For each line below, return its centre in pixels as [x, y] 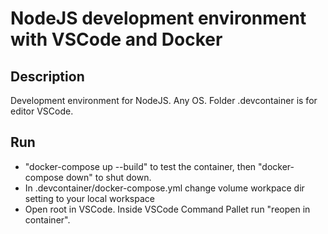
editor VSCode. [42, 111]
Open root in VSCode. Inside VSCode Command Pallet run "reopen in [167, 209]
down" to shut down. [108, 177]
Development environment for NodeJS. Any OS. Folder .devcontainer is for [164, 100]
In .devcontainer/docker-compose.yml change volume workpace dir [164, 188]
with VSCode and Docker [116, 39]
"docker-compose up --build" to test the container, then [140, 166]
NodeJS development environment [158, 18]
